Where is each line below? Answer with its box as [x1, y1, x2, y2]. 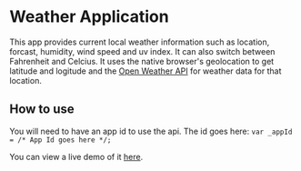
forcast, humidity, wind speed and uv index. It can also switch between [9, 45, 276, 56]
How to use [9, 102, 75, 117]
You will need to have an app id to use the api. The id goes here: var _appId [9, 126, 293, 136]
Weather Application [9, 6, 170, 27]
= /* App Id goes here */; [9, 135, 112, 145]
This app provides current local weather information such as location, [9, 36, 270, 47]
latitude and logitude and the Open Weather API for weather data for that [9, 65, 282, 76]
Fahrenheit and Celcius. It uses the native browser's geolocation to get [9, 55, 275, 66]
